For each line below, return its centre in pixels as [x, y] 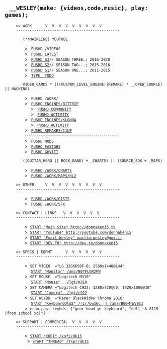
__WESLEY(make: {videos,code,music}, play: [79, 8]
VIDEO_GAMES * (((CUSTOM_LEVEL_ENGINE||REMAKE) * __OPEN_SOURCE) [93, 84]
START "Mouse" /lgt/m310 [59, 282]
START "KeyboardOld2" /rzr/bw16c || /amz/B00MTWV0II [87, 303]
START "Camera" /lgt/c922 [59, 293]
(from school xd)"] [25, 313]
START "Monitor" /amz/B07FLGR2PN [66, 271]
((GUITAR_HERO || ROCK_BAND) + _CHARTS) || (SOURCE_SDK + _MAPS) [93, 161]
